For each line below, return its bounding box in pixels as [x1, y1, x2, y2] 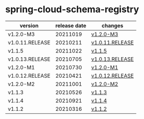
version [19, 22, 39, 29]
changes [102, 22, 124, 29]
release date [55, 22, 87, 29]
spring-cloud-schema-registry [5, 4, 139, 15]
